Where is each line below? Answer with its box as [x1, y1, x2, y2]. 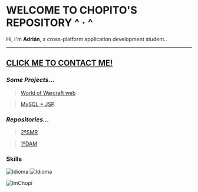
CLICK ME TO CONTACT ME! [6, 58, 113, 68]
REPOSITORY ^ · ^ [6, 16, 93, 29]
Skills [6, 154, 22, 163]
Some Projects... [6, 76, 55, 84]
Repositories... [6, 115, 49, 124]
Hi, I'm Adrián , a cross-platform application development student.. [6, 35, 167, 42]
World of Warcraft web [20, 89, 76, 96]
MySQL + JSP [20, 101, 55, 108]
